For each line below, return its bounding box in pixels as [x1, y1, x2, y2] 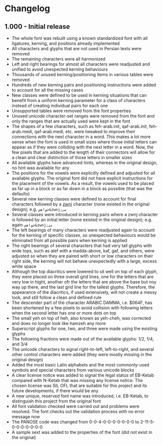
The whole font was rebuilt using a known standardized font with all [11, 35, 148, 41]
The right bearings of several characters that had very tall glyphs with [11, 243, 152, 248]
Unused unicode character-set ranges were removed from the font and [11, 113, 155, 119]
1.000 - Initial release [4, 22, 70, 31]
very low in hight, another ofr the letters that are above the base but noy [11, 279, 157, 284]
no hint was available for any [11, 165, 69, 171]
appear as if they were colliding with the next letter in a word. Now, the [11, 144, 154, 150]
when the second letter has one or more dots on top [11, 310, 117, 316]
